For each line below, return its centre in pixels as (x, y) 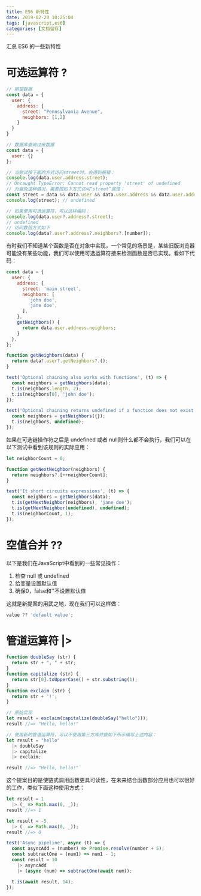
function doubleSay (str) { (41, 657)
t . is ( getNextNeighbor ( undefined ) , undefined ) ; (71, 508)
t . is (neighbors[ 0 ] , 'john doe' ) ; (53, 394)
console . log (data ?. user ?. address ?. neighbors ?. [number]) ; (79, 234)
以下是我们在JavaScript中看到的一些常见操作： (64, 563)
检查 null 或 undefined (42, 576)
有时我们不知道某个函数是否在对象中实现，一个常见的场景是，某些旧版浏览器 (100, 246)
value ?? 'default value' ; (40, 615)
